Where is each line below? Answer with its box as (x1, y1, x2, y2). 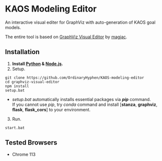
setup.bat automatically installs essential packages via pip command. (12, 96, 151, 102)
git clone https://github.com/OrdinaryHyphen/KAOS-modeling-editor (5, 75, 145, 80)
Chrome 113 (12, 151, 36, 157)
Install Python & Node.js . (12, 60, 63, 66)
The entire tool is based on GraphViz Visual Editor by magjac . (5, 34, 128, 40)
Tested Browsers (5, 139, 57, 147)
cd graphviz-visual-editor (5, 79, 60, 84)
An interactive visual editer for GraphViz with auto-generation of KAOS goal (5, 19, 156, 25)
